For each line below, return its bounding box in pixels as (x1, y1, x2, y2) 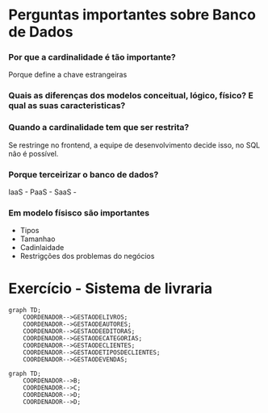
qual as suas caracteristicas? (8, 100, 126, 111)
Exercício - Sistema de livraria (8, 280, 213, 298)
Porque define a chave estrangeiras (8, 70, 128, 80)
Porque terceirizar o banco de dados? (8, 169, 159, 180)
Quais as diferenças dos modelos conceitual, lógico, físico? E (8, 90, 254, 102)
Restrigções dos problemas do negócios (19, 252, 155, 261)
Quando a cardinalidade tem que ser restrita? (8, 122, 190, 133)
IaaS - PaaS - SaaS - (8, 187, 77, 197)
